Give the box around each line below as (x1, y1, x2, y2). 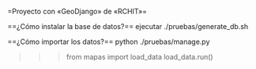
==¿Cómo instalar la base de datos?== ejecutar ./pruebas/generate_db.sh (7, 22, 249, 31)
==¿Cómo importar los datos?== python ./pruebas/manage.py (7, 37, 210, 46)
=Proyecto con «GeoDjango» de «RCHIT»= (7, 7, 148, 16)
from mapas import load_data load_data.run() (66, 53, 214, 61)
